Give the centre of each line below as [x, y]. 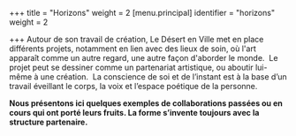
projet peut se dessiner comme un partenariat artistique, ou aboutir [131, 67]
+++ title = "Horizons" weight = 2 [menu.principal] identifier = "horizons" [142, 13]
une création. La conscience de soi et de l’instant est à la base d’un [163, 77]
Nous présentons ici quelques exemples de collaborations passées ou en [146, 103]
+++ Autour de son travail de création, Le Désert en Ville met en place [137, 39]
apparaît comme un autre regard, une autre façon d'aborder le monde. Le [144, 58]
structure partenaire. [49, 122]
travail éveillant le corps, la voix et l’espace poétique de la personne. [133, 86]
